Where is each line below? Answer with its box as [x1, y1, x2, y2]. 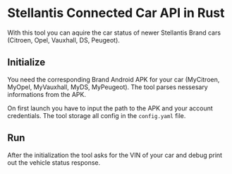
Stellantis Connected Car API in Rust [7, 5, 225, 21]
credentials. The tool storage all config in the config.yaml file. [7, 111, 186, 120]
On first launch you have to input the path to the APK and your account [7, 104, 213, 112]
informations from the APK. [7, 90, 87, 98]
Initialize [7, 57, 46, 69]
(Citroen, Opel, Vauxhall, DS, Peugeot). [7, 35, 120, 44]
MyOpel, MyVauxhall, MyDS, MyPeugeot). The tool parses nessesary [7, 83, 208, 91]
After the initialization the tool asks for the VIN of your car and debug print [7, 151, 223, 159]
